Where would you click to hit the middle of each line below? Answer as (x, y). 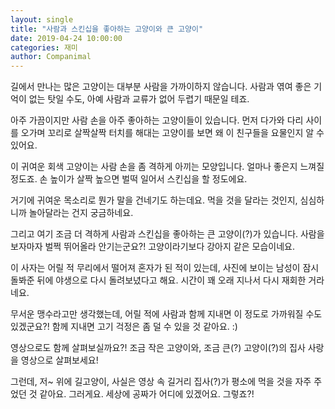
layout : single (42, 19)
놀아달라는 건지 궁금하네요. (81, 213)
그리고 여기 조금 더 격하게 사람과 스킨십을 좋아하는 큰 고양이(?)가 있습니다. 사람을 (167, 234)
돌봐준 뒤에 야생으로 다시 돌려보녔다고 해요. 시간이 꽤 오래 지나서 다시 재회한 (158, 280)
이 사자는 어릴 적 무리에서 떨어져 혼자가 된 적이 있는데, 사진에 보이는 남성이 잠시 (165, 268)
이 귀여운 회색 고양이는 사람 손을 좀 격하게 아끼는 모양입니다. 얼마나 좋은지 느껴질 (167, 167)
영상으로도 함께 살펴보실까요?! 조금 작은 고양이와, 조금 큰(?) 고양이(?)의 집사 (158, 348)
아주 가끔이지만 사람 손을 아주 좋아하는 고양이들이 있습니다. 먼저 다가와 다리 (157, 120)
